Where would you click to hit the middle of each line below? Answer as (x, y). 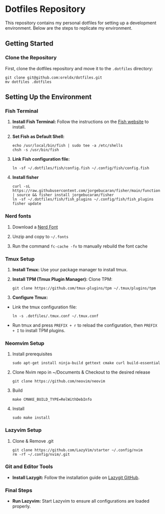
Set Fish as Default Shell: (38, 136)
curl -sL (21, 186)
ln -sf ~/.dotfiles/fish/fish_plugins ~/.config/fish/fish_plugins (83, 199)
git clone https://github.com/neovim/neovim (59, 382)
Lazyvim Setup (23, 430)
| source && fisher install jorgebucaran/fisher (63, 195)
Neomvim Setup (25, 343)
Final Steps (19, 490)
